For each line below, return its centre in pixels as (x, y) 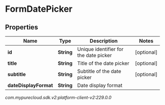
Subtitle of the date (99, 71)
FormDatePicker (39, 9)
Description (104, 41)
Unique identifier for (100, 49)
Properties (22, 27)
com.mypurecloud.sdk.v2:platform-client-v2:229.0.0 (58, 97)
